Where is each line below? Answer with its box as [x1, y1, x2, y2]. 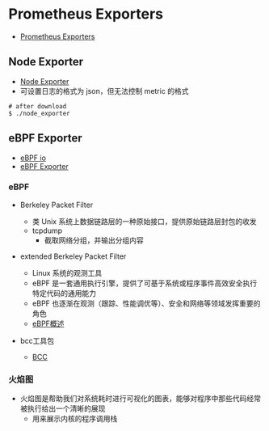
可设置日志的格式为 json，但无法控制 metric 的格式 [19, 86, 189, 95]
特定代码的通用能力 [32, 288, 97, 298]
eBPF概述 [32, 319, 65, 328]
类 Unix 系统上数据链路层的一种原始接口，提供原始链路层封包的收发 [32, 216, 257, 226]
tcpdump [32, 226, 63, 235]
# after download [8, 102, 67, 110]
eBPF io [19, 153, 47, 163]
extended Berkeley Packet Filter [19, 251, 127, 261]
